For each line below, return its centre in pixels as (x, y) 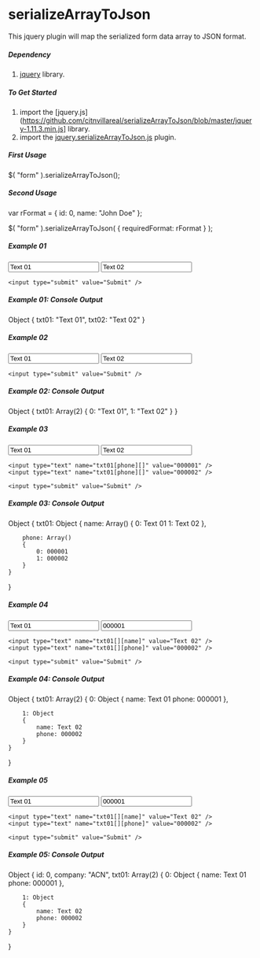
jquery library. (42, 74)
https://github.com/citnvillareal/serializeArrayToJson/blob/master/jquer (137, 120)
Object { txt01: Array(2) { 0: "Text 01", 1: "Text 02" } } (93, 411)
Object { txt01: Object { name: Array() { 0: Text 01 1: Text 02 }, (107, 523)
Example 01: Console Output (56, 300)
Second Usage (33, 193)
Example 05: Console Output (56, 855)
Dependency (29, 54)
